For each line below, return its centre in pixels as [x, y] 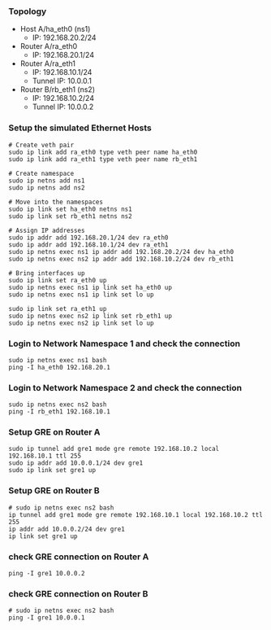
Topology [28, 11]
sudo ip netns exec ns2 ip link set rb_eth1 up [90, 316]
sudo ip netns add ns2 [47, 188]
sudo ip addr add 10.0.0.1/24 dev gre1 [76, 463]
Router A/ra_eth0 [49, 46]
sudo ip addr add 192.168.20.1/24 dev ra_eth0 [88, 238]
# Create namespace [41, 173]
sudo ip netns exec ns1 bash [58, 360]
